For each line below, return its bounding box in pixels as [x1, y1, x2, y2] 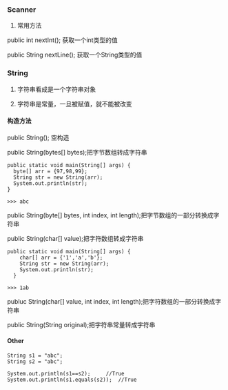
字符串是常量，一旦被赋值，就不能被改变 [17, 99, 132, 108]
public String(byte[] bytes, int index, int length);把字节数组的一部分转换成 [7, 211, 214, 219]
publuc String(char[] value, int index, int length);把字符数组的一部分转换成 [7, 297, 216, 305]
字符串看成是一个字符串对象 [17, 85, 96, 93]
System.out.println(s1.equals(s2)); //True [7, 376, 137, 383]
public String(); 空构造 [7, 133, 70, 142]
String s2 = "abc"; [7, 358, 63, 365]
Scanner [7, 5, 37, 14]
